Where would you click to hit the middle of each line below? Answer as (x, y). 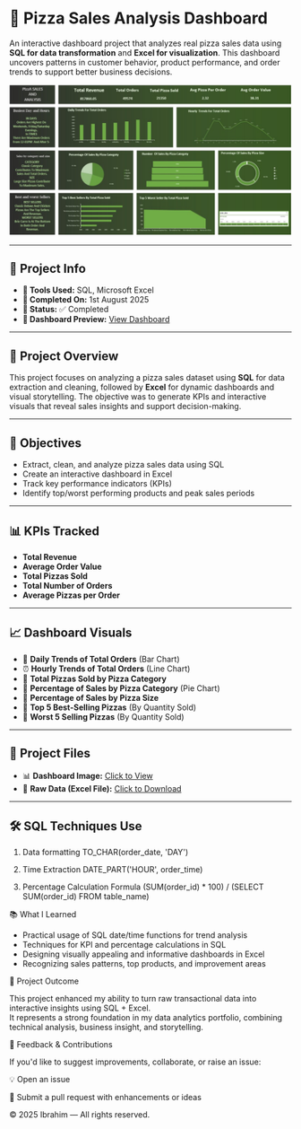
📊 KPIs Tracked (55, 531)
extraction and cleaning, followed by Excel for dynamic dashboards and (142, 387)
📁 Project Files (50, 753)
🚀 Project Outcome (44, 981)
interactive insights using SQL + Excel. (80, 1008)
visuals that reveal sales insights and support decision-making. (125, 407)
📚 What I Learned (43, 915)
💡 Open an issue (40, 1080)
